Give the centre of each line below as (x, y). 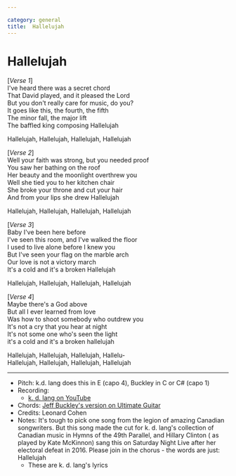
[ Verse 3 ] (21, 225)
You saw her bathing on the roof (54, 168)
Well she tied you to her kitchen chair (61, 183)
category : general (34, 20)
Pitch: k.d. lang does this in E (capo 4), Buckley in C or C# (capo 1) (113, 383)
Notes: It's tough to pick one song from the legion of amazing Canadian (121, 420)
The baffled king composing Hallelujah (63, 126)
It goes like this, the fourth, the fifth (58, 110)
